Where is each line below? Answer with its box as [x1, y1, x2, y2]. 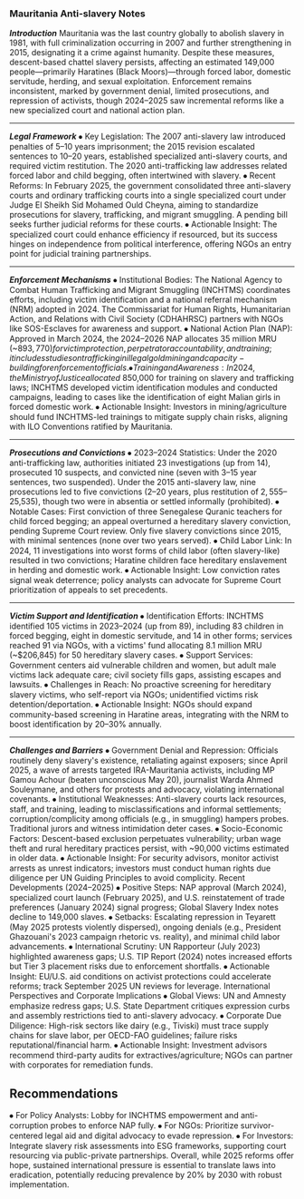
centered [9, 1130, 43, 1141]
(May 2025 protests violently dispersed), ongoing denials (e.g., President [9, 921, 282, 932]
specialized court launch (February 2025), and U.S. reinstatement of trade [9, 892, 285, 903]
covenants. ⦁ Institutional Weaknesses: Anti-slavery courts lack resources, [9, 794, 287, 804]
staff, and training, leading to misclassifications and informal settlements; [9, 804, 282, 814]
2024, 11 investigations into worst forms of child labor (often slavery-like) [9, 545, 280, 556]
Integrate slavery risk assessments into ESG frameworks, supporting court [9, 1141, 287, 1152]
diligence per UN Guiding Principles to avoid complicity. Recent [9, 872, 246, 883]
